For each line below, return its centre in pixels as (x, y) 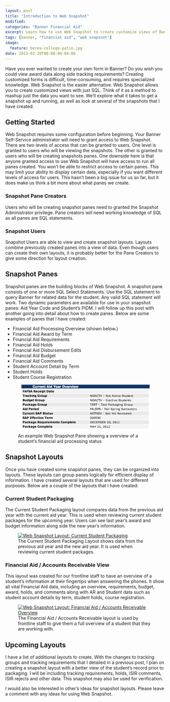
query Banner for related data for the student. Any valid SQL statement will (83, 297)
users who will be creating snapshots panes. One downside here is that (80, 156)
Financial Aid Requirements (41, 339)
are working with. (36, 629)
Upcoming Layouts (36, 645)
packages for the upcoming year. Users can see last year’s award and (78, 520)
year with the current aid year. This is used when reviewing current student (83, 515)
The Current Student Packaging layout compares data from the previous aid (84, 510)
